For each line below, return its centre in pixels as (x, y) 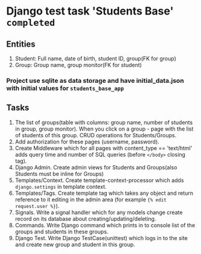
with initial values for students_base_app (65, 88)
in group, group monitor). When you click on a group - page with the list (104, 129)
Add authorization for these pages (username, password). (87, 142)
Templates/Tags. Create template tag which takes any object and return (104, 193)
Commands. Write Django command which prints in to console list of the (105, 225)
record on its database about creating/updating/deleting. (85, 218)
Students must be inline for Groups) (59, 174)
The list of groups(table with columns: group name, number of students (104, 122)
